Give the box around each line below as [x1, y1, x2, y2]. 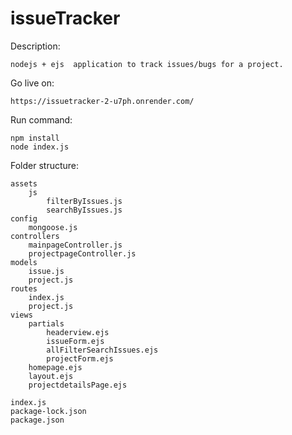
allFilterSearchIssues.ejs [46, 345, 159, 355]
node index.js [10, 142, 70, 152]
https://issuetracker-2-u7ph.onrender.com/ [10, 96, 195, 106]
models [10, 257, 38, 267]
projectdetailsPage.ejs [28, 380, 128, 390]
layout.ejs [28, 371, 74, 381]
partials [28, 318, 65, 329]
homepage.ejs [28, 362, 83, 372]
